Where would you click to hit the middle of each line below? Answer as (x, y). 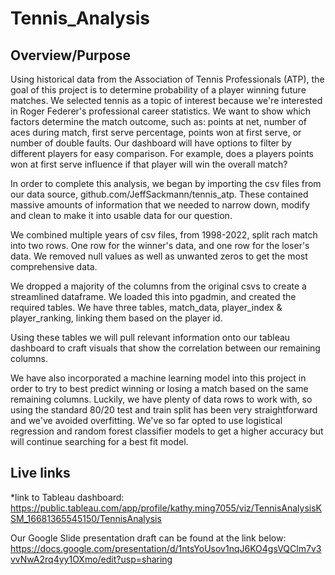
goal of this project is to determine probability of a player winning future (158, 90)
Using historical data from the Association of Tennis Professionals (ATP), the (167, 79)
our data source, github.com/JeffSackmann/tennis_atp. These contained (159, 194)
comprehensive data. (54, 266)
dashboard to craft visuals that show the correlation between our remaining (165, 348)
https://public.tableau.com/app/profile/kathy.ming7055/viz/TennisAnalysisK (166, 508)
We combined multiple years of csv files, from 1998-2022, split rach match (164, 235)
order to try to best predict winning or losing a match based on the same (159, 388)
